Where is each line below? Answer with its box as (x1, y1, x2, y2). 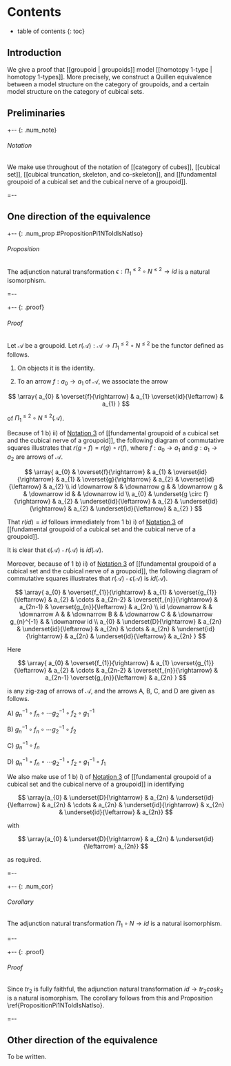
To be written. (7, 1053, 47, 1061)
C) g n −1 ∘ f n (7, 740, 40, 751)
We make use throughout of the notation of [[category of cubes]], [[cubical (7, 163, 221, 171)
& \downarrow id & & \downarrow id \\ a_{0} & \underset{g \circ (23, 489, 202, 497)
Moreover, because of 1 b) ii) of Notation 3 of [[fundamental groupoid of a (7, 560, 217, 568)
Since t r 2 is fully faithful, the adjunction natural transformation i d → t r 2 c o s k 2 (7, 985, 223, 994)
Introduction (7, 47, 62, 59)
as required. (7, 855, 41, 863)
